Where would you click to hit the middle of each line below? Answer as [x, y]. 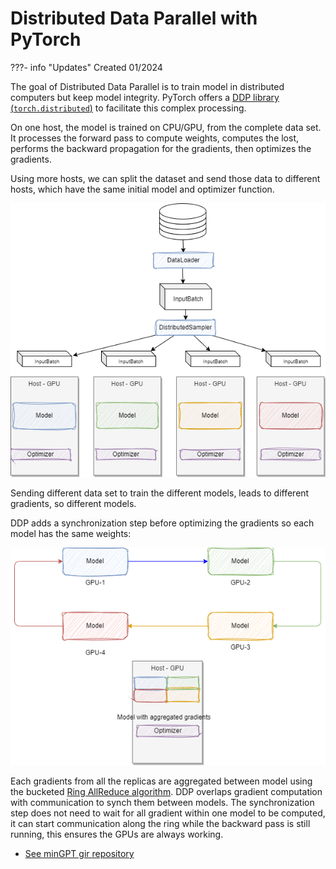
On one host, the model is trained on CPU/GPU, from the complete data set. [166, 127]
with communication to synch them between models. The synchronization [162, 802]
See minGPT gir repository [79, 853]
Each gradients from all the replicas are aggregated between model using [161, 781]
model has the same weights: [71, 534]
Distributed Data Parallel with [134, 18]
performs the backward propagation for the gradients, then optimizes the [161, 148]
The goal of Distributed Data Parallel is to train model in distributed [147, 86]
